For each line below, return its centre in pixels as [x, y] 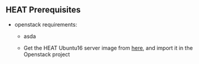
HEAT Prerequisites [43, 10]
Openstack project [47, 54]
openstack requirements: [46, 24]
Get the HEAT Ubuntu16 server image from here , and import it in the [108, 48]
